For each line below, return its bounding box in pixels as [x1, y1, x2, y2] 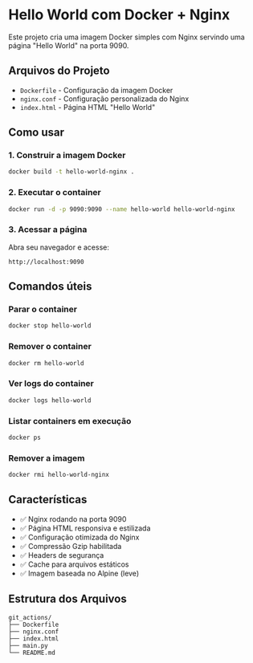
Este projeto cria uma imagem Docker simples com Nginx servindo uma [8, 32, 245, 42]
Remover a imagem [8, 452, 85, 463]
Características [8, 493, 88, 506]
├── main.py [8, 641, 48, 649]
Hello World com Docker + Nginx [8, 6, 231, 24]
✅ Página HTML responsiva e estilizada [19, 523, 151, 533]
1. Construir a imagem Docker [8, 150, 126, 161]
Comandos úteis [8, 279, 92, 294]
